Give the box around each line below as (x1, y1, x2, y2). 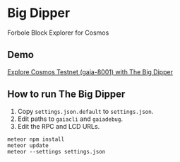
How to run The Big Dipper (7, 88, 126, 100)
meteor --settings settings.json (7, 148, 106, 155)
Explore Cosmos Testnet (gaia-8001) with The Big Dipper (7, 67, 173, 76)
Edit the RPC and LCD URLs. (17, 122, 100, 130)
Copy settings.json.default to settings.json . (17, 107, 154, 115)
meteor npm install (7, 136, 65, 143)
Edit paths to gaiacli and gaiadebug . (17, 115, 124, 123)
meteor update (7, 141, 49, 149)
